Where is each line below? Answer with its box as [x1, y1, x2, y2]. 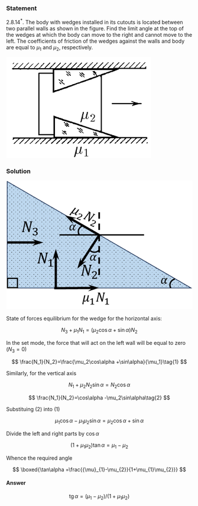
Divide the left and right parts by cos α [6, 430, 99, 437]
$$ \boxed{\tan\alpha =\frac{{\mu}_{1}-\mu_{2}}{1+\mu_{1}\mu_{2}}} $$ [12, 466, 186, 473]
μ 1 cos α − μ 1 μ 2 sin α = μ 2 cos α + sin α [55, 417, 144, 426]
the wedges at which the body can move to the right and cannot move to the [6, 31, 193, 38]
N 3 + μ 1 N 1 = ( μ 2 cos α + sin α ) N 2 [61, 326, 138, 335]
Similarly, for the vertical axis [6, 370, 77, 377]
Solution [6, 167, 31, 175]
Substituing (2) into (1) [6, 406, 60, 413]
